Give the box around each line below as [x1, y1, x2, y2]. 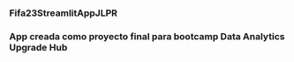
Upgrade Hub [9, 41, 68, 53]
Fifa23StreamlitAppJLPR [9, 7, 117, 19]
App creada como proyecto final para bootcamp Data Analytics [9, 30, 285, 42]
